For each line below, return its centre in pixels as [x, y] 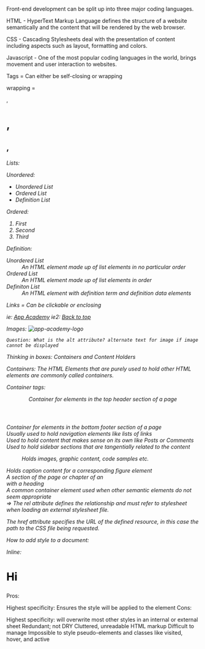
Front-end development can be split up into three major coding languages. [100, 9]
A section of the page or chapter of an [55, 477]
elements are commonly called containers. [60, 376]
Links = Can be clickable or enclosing [54, 305]
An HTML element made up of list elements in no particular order [104, 267]
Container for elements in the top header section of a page [103, 399]
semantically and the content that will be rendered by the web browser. [96, 27]
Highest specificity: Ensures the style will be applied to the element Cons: [99, 607]
